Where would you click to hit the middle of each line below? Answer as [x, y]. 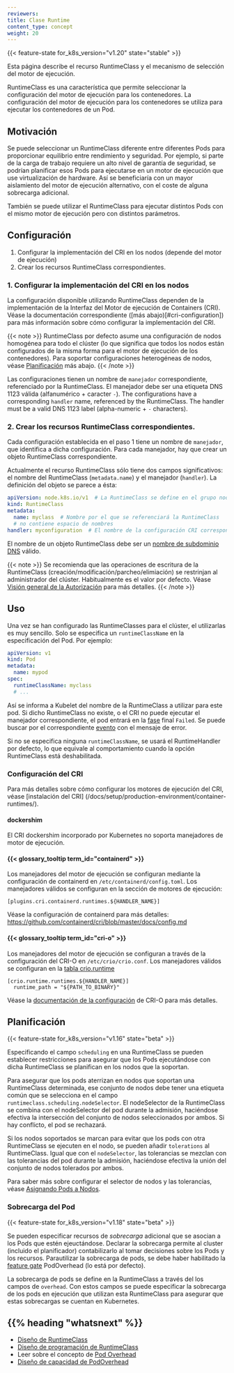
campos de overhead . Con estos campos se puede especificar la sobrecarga [117, 1286]
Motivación [32, 131]
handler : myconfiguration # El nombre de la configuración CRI [102, 530]
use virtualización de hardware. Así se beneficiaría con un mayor [100, 178]
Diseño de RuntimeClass [53, 1340]
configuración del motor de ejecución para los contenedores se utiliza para [115, 102]
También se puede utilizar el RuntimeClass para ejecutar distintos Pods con [116, 206]
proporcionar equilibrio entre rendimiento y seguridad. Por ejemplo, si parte [116, 156]
